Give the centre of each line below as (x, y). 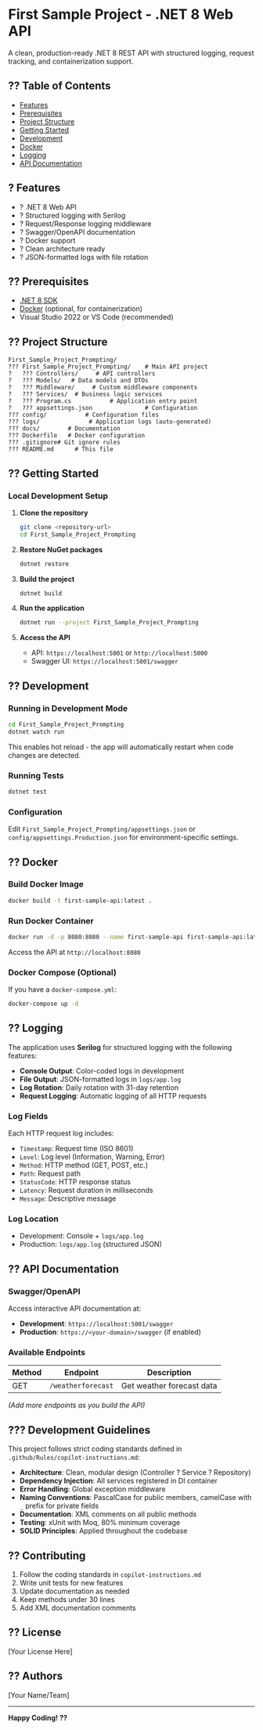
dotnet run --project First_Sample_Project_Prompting (109, 623)
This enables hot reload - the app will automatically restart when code (121, 747)
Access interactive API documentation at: (75, 1308)
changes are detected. (45, 755)
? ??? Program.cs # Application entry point (103, 401)
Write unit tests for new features (71, 1583)
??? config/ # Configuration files (83, 415)
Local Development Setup (58, 496)
